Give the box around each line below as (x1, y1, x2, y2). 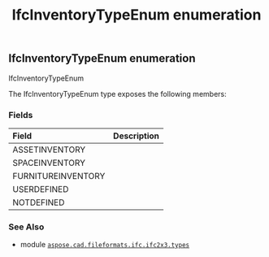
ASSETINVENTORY (12, 144, 86, 155)
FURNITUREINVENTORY (12, 170, 106, 181)
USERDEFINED (12, 183, 69, 194)
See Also (8, 221, 45, 233)
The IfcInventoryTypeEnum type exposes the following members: (8, 89, 227, 98)
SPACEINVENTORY (12, 157, 86, 168)
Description (113, 130, 160, 142)
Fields (8, 109, 33, 120)
